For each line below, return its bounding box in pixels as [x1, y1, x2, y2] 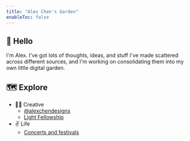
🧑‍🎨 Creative [14, 101, 45, 108]
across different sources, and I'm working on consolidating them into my [6, 58, 184, 65]
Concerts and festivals [23, 129, 79, 136]
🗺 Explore [6, 82, 48, 92]
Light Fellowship [23, 114, 64, 121]
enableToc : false [6, 14, 49, 20]
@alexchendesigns [23, 107, 71, 114]
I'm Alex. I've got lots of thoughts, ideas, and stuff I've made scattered [6, 52, 179, 59]
